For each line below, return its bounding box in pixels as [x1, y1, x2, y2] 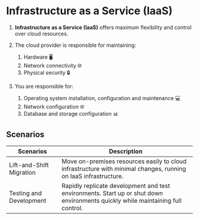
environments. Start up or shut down [61, 189, 163, 197]
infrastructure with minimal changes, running [61, 164, 187, 173]
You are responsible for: [14, 82, 73, 90]
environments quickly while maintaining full [61, 196, 182, 205]
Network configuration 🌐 [23, 103, 85, 110]
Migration [9, 168, 36, 176]
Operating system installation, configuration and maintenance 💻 [23, 94, 181, 101]
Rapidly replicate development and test [61, 181, 171, 190]
